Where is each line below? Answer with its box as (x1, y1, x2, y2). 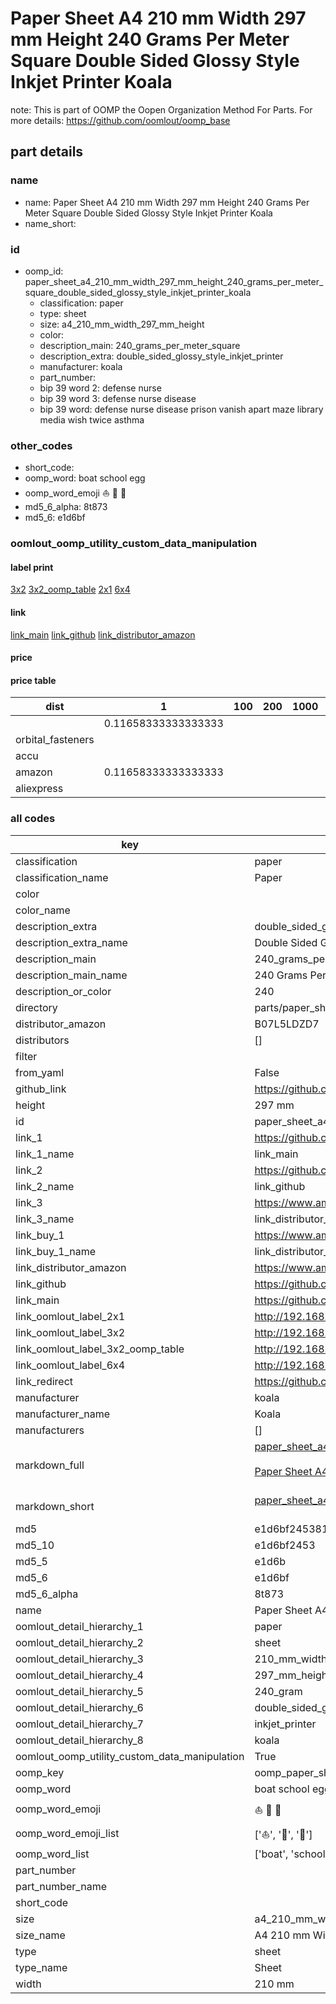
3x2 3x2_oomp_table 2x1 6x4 (10, 583, 131, 596)
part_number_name (15, 1879, 107, 1893)
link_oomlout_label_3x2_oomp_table (15, 1342, 185, 1356)
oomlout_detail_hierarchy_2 (15, 1635, 144, 1649)
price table (10, 674, 57, 686)
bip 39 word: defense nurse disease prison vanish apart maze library (39, 403, 324, 415)
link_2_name (15, 1179, 75, 1193)
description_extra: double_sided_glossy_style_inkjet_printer (39, 350, 284, 362)
